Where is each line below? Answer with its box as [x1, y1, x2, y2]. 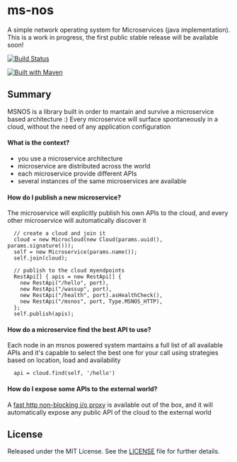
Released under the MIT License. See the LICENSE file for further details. [7, 447, 221, 456]
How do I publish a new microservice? [7, 193, 122, 202]
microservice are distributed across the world [17, 161, 151, 170]
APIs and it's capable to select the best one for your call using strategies [7, 349, 219, 357]
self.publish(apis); [13, 311, 74, 318]
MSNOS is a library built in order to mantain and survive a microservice [7, 107, 214, 115]
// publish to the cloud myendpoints [13, 267, 125, 275]
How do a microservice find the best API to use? [7, 325, 151, 334]
